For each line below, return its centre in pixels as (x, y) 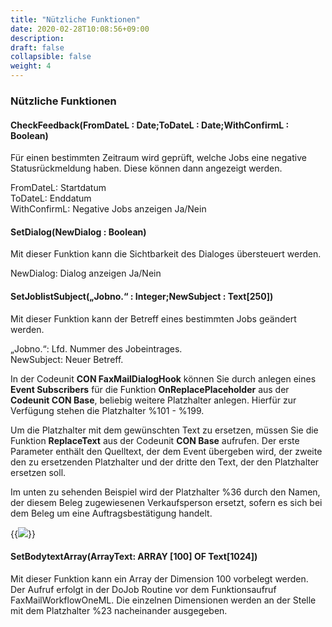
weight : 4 (31, 66)
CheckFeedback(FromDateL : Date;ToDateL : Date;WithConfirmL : (150, 125)
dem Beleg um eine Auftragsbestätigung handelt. (111, 513)
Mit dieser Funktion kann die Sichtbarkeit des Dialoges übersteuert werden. (166, 254)
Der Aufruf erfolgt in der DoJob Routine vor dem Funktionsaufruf (143, 589)
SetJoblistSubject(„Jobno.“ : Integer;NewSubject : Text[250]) (142, 296)
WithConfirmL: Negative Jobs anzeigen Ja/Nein (108, 209)
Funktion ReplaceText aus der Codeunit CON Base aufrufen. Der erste (155, 440)
